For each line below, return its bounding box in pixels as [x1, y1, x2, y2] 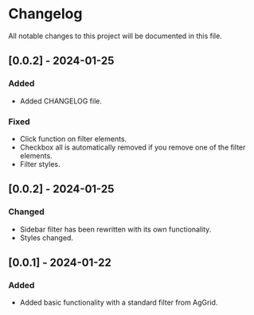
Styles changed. [19, 232, 74, 243]
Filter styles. [19, 159, 61, 169]
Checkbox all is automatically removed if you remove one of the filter [19, 142, 246, 152]
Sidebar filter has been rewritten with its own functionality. [19, 224, 212, 234]
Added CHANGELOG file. [19, 96, 102, 106]
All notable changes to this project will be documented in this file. [8, 31, 223, 41]
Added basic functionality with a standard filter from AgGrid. [19, 297, 218, 307]
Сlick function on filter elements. [19, 134, 127, 143]
